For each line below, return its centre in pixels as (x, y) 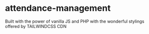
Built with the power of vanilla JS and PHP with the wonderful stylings (75, 21)
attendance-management (58, 8)
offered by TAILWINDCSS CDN (36, 26)
